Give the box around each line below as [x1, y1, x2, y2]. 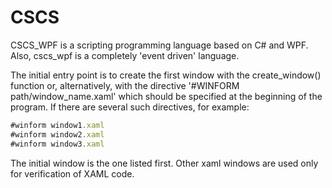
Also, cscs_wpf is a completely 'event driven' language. [10, 49, 240, 61]
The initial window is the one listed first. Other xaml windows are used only [10, 157, 319, 169]
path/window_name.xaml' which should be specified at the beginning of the [10, 90, 323, 102]
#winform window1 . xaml [10, 120, 105, 130]
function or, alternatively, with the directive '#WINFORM [10, 79, 240, 91]
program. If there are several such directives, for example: [10, 101, 250, 113]
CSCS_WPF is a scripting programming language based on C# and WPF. [10, 39, 309, 51]
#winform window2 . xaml [10, 129, 105, 140]
